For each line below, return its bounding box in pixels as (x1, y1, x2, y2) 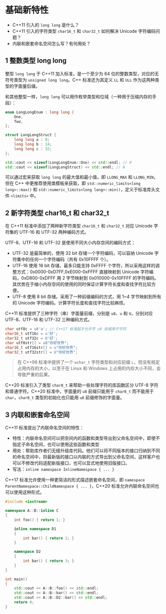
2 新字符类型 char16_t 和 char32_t (5, 209, 110, 217)
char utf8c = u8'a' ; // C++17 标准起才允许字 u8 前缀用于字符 (5, 326, 126, 332)
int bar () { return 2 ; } (23, 536, 74, 540)
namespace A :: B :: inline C (5, 508, 58, 513)
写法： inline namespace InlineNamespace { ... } (12, 466, 115, 472)
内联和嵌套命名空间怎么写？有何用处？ (12, 40, 91, 46)
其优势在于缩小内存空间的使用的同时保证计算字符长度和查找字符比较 (12, 281, 152, 287)
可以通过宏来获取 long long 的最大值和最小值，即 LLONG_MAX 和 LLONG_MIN (5, 174, 154, 180)
